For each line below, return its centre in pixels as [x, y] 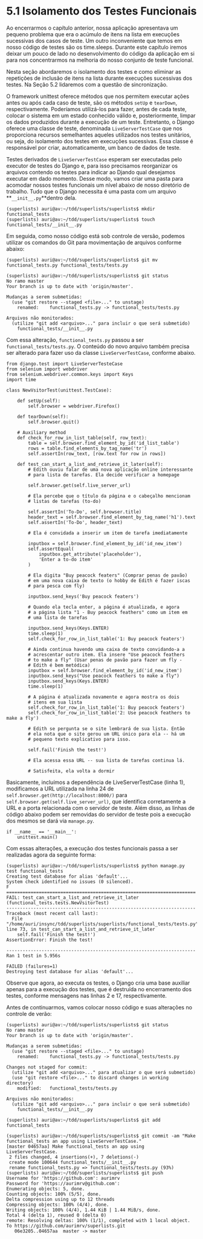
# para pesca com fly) [56, 586]
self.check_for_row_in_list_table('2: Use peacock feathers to [109, 713]
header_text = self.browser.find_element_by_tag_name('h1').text [112, 517]
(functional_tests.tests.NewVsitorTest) [58, 903]
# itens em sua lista [55, 702]
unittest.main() [38, 837]
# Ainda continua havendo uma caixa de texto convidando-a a [107, 649]
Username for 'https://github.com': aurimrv [63, 1178]
